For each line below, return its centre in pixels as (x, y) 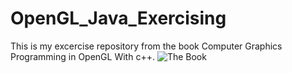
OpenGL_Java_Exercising (118, 18)
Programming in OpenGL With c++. (82, 56)
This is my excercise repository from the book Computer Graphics (146, 46)
